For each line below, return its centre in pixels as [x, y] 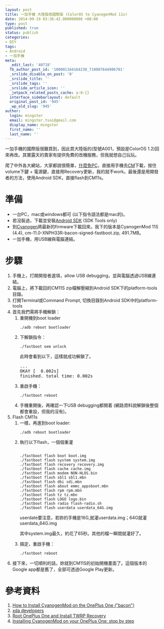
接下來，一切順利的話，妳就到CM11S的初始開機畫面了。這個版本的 [80, 563]
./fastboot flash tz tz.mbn [48, 495]
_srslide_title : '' [30, 79]
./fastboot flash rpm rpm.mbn [51, 491]
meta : [11, 60]
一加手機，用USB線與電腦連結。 [45, 239]
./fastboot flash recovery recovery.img [62, 465]
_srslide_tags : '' [29, 83]
